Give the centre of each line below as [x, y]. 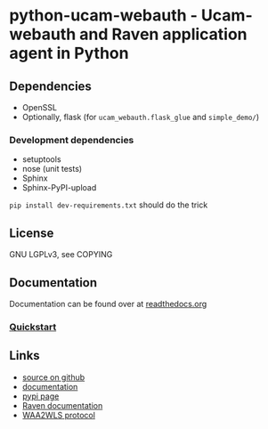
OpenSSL [40, 107]
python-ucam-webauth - [104, 16]
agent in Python [69, 53]
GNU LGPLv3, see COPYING [61, 255]
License [32, 233]
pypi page [41, 396]
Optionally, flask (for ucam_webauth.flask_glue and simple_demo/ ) [141, 117]
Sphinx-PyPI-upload [59, 188]
